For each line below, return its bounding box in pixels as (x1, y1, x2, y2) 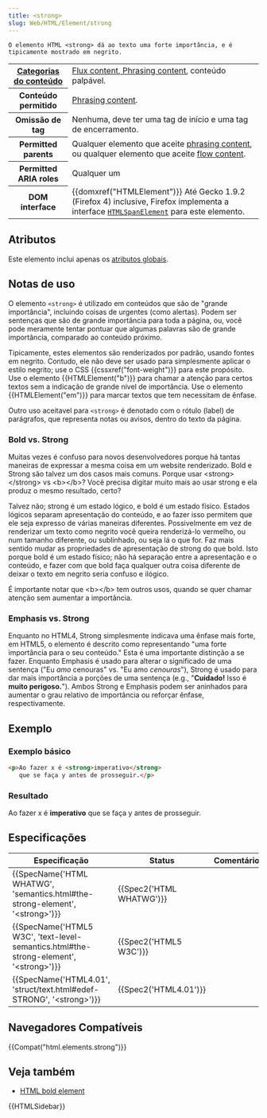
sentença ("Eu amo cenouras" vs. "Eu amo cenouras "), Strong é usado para (8, 665, 257, 674)
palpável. (72, 75, 106, 86)
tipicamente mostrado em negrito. (8, 48, 123, 56)
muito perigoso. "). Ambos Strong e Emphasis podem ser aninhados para (8, 682, 248, 692)
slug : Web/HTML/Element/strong (8, 19, 112, 27)
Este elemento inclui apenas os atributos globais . (8, 254, 169, 264)
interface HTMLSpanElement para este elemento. (72, 206, 245, 217)
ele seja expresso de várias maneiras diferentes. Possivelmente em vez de (8, 518, 252, 528)
